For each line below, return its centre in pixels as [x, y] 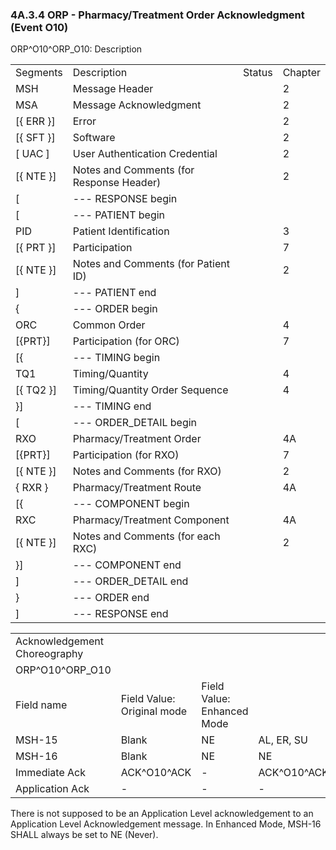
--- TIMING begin [116, 358]
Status [257, 73]
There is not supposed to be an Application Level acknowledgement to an [162, 814]
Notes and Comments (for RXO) [147, 471]
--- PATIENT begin [119, 215]
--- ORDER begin [115, 309]
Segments [39, 73]
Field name [41, 705]
